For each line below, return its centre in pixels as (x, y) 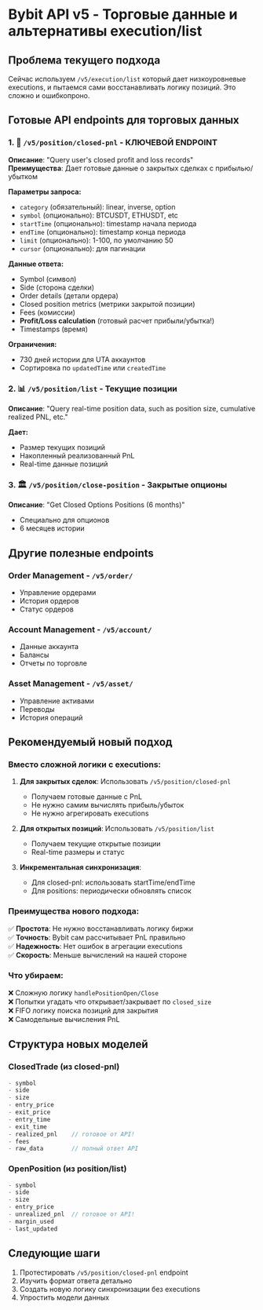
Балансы (34, 655)
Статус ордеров (47, 609)
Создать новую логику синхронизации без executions (110, 1289)
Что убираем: (36, 976)
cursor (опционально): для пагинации (82, 248)
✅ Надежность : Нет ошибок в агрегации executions (95, 946)
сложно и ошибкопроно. (49, 95)
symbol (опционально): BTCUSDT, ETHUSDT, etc (99, 215)
